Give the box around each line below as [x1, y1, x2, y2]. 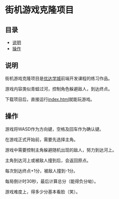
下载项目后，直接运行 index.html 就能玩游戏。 [5, 96, 95, 102]
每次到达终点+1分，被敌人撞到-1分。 [5, 168, 78, 173]
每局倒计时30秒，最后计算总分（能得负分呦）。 [5, 178, 99, 184]
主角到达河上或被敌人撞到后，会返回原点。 [5, 157, 91, 163]
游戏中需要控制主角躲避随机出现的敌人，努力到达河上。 [5, 147, 117, 153]
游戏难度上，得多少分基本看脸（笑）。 [5, 189, 80, 195]
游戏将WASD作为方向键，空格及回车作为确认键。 [5, 126, 104, 132]
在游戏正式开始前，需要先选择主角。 [5, 136, 78, 142]
